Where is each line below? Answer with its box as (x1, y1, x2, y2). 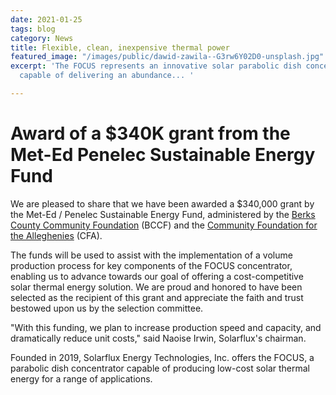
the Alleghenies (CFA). (10, 229, 103, 241)
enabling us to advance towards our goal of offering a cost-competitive (10, 270, 304, 282)
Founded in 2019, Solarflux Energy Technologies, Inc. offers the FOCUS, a (10, 351, 315, 363)
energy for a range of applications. (10, 372, 153, 385)
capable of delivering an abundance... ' (19, 71, 195, 81)
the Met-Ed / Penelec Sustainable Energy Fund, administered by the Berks (10, 208, 316, 220)
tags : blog (10, 24, 56, 34)
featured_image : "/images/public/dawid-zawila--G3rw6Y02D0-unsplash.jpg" (10, 52, 325, 62)
